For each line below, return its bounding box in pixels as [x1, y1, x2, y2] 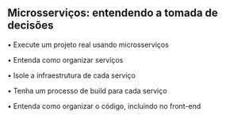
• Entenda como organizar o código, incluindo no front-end [7, 101, 201, 110]
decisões [7, 19, 54, 33]
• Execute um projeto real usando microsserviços [7, 40, 170, 49]
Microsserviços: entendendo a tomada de [7, 6, 219, 20]
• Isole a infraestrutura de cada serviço [7, 71, 136, 80]
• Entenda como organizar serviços [7, 55, 124, 64]
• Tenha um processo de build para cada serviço [7, 86, 167, 95]
